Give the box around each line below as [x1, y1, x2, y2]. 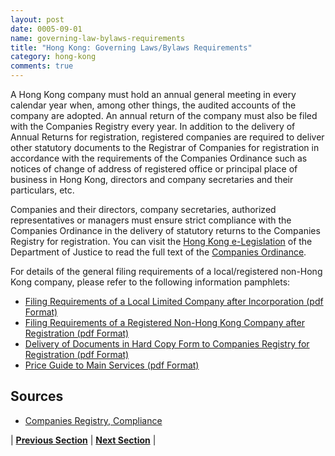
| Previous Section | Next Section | [10, 434, 157, 446]
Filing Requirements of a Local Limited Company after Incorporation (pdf [24, 296, 324, 307]
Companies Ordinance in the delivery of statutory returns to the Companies [10, 225, 321, 236]
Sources [10, 388, 64, 405]
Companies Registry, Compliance [24, 414, 163, 426]
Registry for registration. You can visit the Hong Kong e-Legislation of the [10, 236, 313, 247]
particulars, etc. [10, 184, 75, 196]
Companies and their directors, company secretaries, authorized [10, 204, 277, 215]
